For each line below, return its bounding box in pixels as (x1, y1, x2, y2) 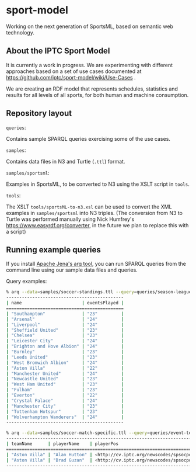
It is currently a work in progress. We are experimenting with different (6, 61, 173, 68)
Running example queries (6, 245, 101, 255)
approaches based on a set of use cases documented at (6, 68, 142, 75)
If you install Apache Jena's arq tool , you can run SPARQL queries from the (6, 261, 187, 268)
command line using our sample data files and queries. (6, 266, 138, 273)
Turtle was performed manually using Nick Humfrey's (6, 216, 135, 223)
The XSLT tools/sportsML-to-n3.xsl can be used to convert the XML (6, 203, 172, 210)
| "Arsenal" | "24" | (6, 316, 124, 322)
